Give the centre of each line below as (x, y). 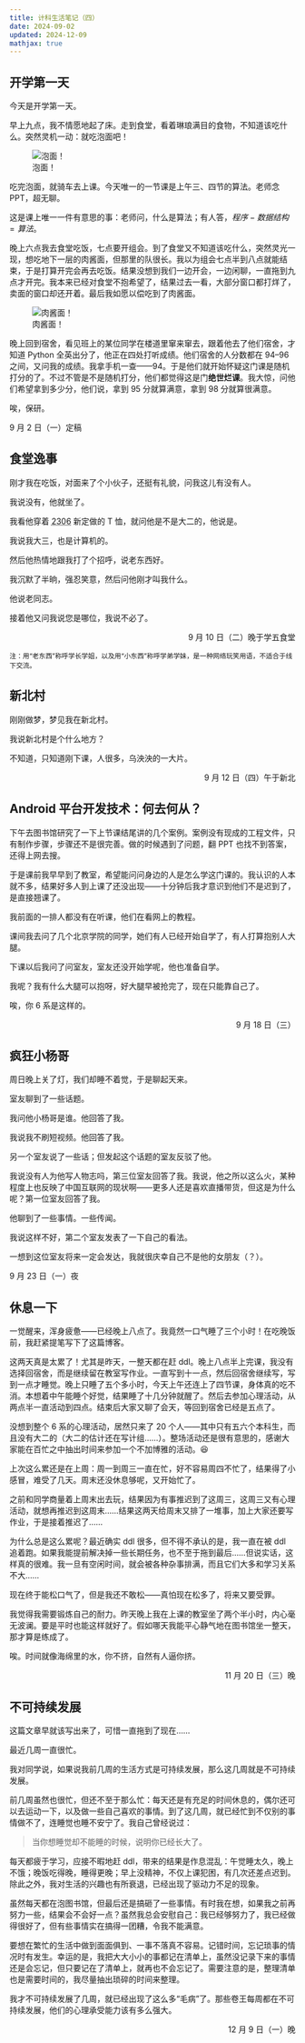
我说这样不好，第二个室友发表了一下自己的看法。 (101, 1237)
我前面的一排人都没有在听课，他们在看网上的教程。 (105, 916)
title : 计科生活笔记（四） (54, 18)
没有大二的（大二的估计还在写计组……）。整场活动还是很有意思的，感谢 (149, 1438)
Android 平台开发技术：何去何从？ (106, 809)
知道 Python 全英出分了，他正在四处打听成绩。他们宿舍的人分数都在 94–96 (149, 355)
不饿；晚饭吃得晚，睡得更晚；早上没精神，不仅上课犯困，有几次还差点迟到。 (152, 1872)
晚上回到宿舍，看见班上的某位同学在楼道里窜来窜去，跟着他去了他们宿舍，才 (152, 344)
